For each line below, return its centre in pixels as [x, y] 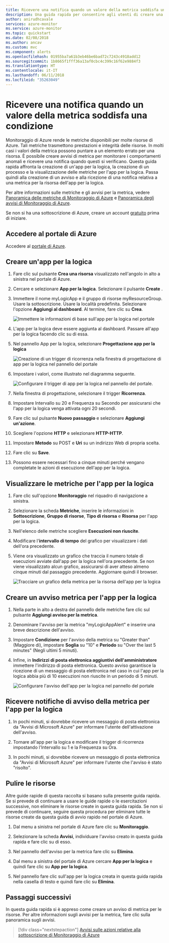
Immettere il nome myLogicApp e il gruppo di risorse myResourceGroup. [88, 299]
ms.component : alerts [28, 52]
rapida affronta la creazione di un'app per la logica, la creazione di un [77, 167]
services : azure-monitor [32, 24]
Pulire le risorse [31, 784]
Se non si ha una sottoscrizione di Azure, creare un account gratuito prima [82, 213]
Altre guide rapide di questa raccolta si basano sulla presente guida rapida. [83, 795]
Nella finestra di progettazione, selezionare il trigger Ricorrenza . [79, 393]
